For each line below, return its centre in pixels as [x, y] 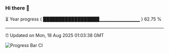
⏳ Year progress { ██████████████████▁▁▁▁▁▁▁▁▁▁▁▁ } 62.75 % [83, 19]
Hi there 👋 [18, 8]
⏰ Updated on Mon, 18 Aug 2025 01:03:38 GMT [55, 35]
